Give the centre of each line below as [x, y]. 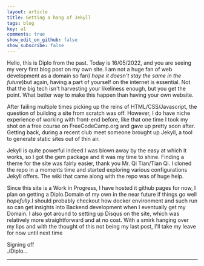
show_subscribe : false [35, 46]
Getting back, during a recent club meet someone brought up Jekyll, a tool [100, 132]
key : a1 [17, 29]
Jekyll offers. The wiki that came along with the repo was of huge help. [95, 176]
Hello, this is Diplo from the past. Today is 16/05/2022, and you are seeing [99, 63]
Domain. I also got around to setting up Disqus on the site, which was [93, 213]
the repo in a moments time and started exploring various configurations [97, 169]
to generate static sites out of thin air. [53, 138]
